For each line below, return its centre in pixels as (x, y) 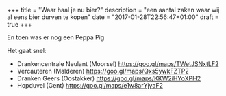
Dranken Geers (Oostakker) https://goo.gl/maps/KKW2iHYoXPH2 (109, 78)
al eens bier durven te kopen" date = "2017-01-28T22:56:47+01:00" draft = (113, 17)
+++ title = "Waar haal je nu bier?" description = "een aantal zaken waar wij (113, 10)
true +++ (20, 24)
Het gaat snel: (27, 51)
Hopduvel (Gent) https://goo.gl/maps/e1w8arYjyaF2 (90, 85)
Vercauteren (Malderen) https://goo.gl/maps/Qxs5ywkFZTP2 (103, 71)
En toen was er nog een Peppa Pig (56, 37)
